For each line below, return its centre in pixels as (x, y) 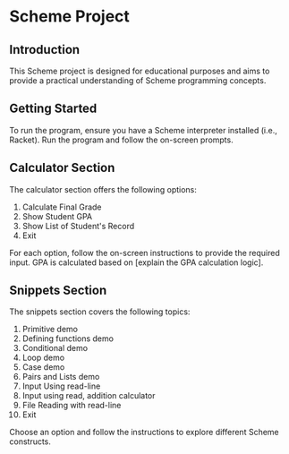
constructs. (30, 441)
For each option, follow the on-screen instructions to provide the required (144, 253)
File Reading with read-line (72, 406)
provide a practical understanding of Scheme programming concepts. (138, 81)
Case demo (43, 367)
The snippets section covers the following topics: (100, 312)
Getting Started (53, 109)
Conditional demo (55, 348)
